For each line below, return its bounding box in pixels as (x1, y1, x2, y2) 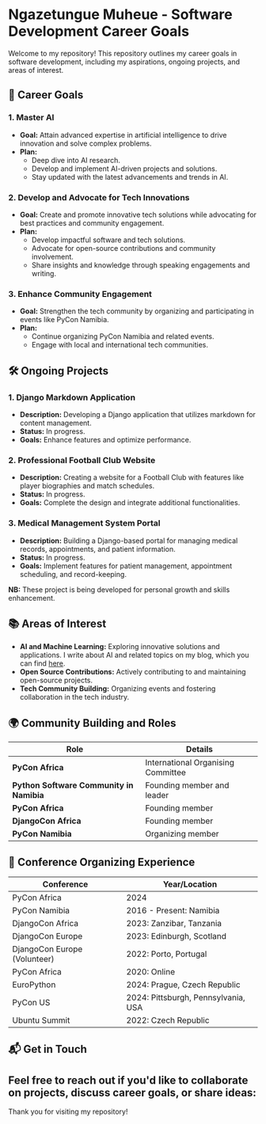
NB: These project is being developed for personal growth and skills (8, 584, 230, 594)
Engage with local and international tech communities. (31, 340, 208, 350)
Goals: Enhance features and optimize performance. (19, 435, 192, 444)
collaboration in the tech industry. (19, 693, 130, 702)
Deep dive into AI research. (31, 155, 121, 165)
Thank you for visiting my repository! (8, 1107, 128, 1117)
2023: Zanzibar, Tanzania (126, 917, 222, 928)
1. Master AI (8, 112, 55, 123)
